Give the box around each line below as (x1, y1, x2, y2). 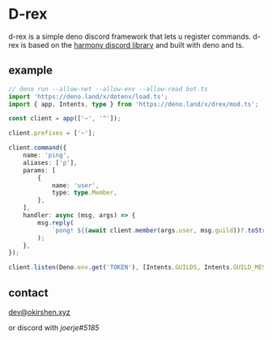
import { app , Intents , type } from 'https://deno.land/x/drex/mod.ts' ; (8, 100, 259, 108)
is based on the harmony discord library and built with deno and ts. (20, 40, 244, 49)
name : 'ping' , (23, 151, 70, 159)
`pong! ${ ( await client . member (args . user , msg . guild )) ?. (51, 226, 249, 234)
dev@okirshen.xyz (8, 307, 70, 317)
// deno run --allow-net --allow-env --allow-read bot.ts (8, 85, 208, 93)
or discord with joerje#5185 (8, 322, 100, 332)
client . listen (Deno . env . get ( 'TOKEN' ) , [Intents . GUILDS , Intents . (8, 263, 234, 271)
